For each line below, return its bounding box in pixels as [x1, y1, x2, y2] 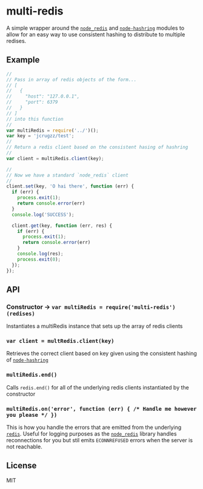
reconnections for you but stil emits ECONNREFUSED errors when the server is [6, 437, 193, 444]
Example [6, 55, 40, 65]
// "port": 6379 [6, 99, 59, 106]
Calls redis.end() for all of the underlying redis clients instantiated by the [6, 383, 189, 391]
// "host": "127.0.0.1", [6, 93, 80, 99]
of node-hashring [6, 356, 48, 363]
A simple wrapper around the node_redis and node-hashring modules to [6, 24, 185, 32]
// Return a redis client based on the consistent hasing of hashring [6, 144, 188, 150]
